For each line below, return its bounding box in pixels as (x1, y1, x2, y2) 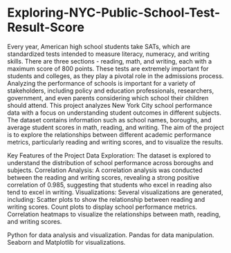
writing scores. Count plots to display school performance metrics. (7, 203, 198, 211)
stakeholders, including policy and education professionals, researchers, (7, 86, 214, 95)
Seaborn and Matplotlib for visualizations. (7, 238, 126, 246)
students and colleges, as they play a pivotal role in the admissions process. (7, 71, 224, 80)
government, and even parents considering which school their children (7, 93, 209, 102)
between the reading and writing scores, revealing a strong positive (7, 173, 199, 181)
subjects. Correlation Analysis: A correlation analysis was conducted (7, 166, 203, 174)
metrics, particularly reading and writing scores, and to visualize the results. (7, 138, 223, 146)
